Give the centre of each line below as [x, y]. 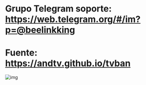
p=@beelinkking [40, 30]
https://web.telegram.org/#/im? [73, 19]
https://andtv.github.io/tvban [68, 63]
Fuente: [21, 53]
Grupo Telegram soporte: [59, 9]
